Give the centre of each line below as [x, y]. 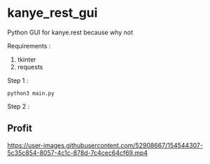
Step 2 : [19, 106]
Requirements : [29, 46]
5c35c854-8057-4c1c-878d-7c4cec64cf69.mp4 [78, 153]
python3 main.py [31, 93]
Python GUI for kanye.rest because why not [70, 32]
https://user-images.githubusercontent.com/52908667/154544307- [105, 145]
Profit [20, 129]
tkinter [27, 59]
